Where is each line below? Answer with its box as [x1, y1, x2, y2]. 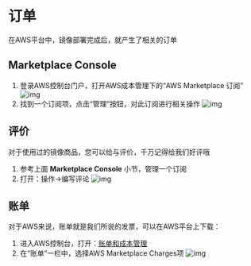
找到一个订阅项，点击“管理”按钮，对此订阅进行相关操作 [19, 98, 201, 108]
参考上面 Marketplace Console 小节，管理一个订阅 [19, 164, 187, 173]
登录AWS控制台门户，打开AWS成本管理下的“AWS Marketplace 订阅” [19, 80, 244, 90]
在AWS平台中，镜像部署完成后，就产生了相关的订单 [8, 35, 177, 44]
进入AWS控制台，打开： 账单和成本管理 [19, 239, 148, 249]
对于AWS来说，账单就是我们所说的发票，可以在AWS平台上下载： [8, 222, 221, 231]
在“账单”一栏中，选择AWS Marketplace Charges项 [19, 249, 184, 258]
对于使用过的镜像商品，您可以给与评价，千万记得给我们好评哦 [8, 147, 210, 156]
